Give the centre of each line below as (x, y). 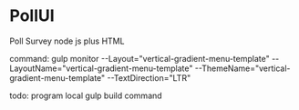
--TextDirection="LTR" (149, 77)
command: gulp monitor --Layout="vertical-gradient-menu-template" (140, 58)
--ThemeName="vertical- (242, 68)
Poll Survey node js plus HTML (67, 41)
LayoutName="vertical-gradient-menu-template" (101, 68)
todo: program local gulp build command (86, 95)
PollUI (32, 16)
